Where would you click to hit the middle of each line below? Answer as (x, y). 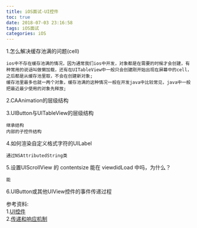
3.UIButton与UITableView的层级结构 (50, 113)
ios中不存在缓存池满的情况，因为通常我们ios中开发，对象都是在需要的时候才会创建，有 (98, 64)
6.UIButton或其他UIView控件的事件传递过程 (59, 192)
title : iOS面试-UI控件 (32, 12)
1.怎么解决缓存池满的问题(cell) (43, 52)
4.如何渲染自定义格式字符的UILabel (49, 143)
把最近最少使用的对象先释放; (36, 89)
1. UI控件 (16, 211)
